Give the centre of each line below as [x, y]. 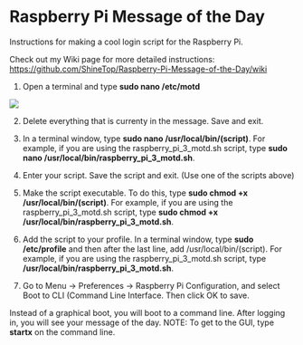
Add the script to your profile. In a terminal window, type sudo [138, 239]
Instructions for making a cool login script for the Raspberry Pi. [127, 42]
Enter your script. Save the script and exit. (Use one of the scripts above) [158, 175]
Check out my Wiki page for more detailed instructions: [112, 59]
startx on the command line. [62, 331]
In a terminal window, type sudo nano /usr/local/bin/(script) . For [144, 139]
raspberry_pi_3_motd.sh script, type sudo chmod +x [120, 212]
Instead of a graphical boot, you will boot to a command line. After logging [147, 312]
